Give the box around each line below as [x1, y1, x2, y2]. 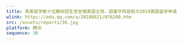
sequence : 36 [6, 30, 39, 36]
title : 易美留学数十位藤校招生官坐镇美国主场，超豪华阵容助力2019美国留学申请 [6, 8, 177, 15]
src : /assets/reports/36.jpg [6, 19, 78, 25]
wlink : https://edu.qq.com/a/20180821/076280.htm [6, 14, 132, 20]
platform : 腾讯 [6, 25, 42, 31]
